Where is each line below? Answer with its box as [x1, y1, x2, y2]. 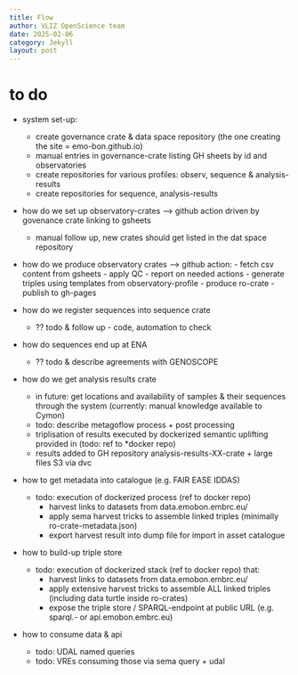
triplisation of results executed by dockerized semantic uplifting [35, 429, 269, 440]
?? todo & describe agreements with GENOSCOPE [35, 357, 219, 367]
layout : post [9, 46, 58, 55]
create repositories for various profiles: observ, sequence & [35, 169, 254, 180]
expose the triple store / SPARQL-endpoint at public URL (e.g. [48, 603, 274, 613]
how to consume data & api [21, 630, 123, 640]
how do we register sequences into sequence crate [21, 305, 211, 316]
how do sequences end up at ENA [21, 340, 148, 350]
